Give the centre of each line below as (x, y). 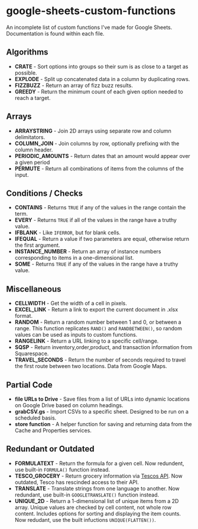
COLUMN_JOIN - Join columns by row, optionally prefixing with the (97, 143)
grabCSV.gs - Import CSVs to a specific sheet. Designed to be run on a (102, 412)
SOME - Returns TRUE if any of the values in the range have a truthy (96, 264)
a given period (32, 162)
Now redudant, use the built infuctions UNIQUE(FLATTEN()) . (85, 520)
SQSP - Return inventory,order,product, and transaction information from (103, 347)
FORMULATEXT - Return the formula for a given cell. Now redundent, (99, 463)
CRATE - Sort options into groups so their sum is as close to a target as (101, 66)
